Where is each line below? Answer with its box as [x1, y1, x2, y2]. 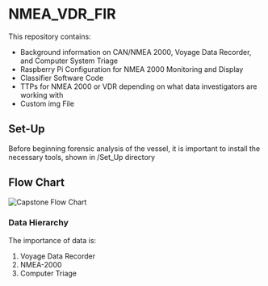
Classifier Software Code [19, 73, 104, 82]
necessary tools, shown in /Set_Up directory [8, 152, 156, 162]
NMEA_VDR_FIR [8, 5, 116, 23]
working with [19, 90, 64, 99]
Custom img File [19, 99, 75, 108]
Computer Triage [19, 268, 77, 278]
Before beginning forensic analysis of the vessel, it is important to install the [8, 143, 261, 154]
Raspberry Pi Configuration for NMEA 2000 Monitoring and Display [19, 64, 244, 74]
